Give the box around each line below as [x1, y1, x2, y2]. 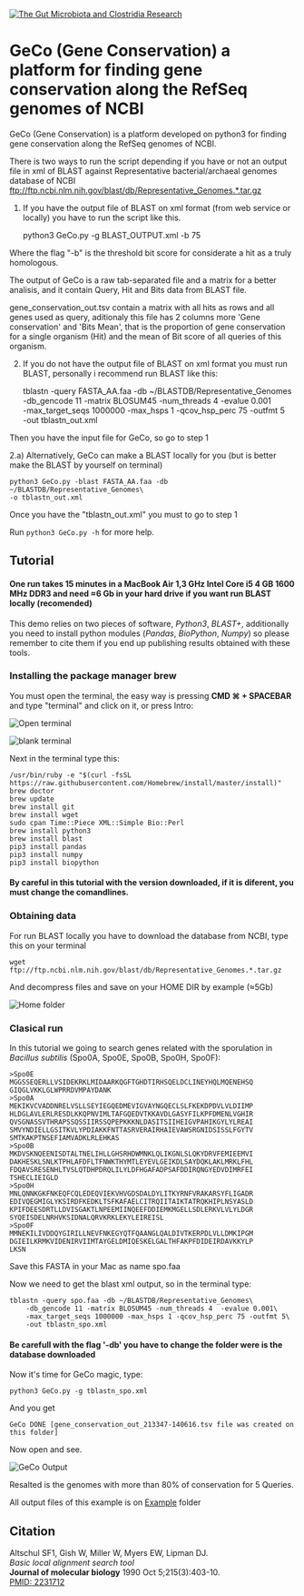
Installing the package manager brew [9, 670, 177, 682]
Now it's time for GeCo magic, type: [9, 1369, 143, 1380]
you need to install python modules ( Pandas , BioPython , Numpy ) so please [9, 628, 290, 639]
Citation [9, 1523, 56, 1539]
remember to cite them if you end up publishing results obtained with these [9, 637, 290, 648]
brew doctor [9, 786, 54, 795]
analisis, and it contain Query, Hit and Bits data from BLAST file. [9, 284, 247, 295]
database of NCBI [9, 175, 76, 186]
